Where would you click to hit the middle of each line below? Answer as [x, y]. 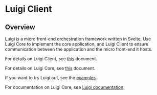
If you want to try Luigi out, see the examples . [51, 78]
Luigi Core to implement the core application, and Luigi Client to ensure [77, 44]
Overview [20, 27]
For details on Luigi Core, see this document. [50, 68]
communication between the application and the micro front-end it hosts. [79, 49]
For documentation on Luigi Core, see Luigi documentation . [65, 87]
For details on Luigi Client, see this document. [51, 59]
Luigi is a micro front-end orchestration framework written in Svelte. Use [78, 39]
